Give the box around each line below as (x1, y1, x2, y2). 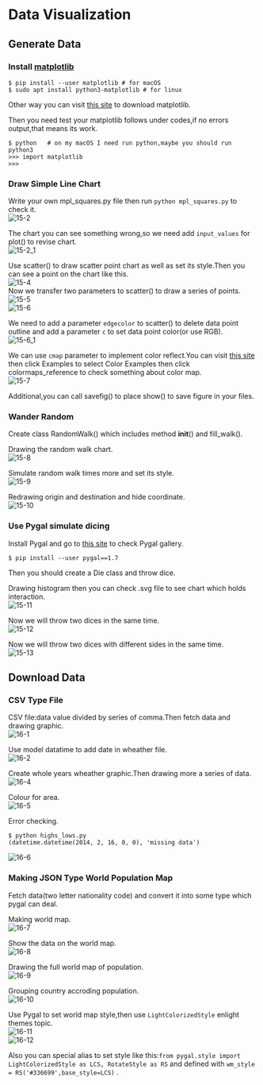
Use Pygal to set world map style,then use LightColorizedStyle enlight (8, 1010, 240, 1019)
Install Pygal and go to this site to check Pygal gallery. (8, 539, 184, 548)
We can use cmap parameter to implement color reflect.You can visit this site (8, 351, 255, 361)
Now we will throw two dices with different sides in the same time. (8, 639, 224, 649)
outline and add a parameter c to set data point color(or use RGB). (8, 327, 223, 337)
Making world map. (8, 914, 71, 924)
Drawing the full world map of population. (8, 962, 144, 971)
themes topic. (8, 1018, 53, 1028)
